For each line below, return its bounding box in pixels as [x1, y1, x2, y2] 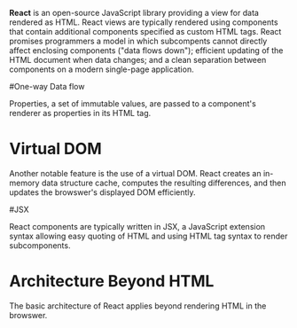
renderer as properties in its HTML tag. [9, 108, 152, 118]
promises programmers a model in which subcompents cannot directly [9, 35, 268, 46]
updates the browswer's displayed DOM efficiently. [9, 186, 197, 198]
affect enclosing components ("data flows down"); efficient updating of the [9, 45, 284, 56]
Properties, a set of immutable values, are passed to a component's [9, 98, 257, 109]
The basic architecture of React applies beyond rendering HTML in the [9, 301, 267, 311]
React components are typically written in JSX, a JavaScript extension [9, 221, 266, 231]
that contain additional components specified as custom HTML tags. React [9, 27, 282, 36]
